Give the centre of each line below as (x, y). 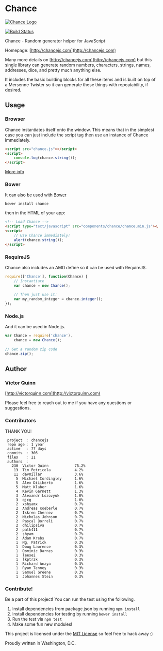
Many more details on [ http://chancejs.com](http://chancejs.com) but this (78, 59)
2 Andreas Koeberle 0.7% (49, 508)
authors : (18, 461)
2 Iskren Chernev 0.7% (49, 512)
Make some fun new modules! (42, 624)
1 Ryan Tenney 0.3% (49, 568)
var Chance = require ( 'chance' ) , (39, 336)
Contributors (21, 421)
